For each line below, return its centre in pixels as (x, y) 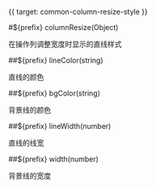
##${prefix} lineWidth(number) (60, 126)
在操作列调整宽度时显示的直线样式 (65, 44)
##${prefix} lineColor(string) (56, 60)
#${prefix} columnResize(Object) (63, 27)
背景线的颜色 (30, 110)
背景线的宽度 (30, 176)
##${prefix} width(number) (54, 159)
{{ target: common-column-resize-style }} (78, 12)
